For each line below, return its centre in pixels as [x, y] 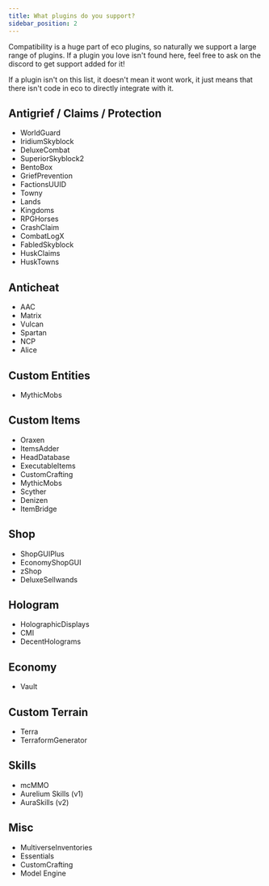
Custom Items [44, 421]
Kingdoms [37, 211]
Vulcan [32, 324]
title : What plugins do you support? [72, 16]
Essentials [37, 856]
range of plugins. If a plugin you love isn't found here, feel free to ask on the [134, 55]
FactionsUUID [43, 185]
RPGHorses [39, 219]
